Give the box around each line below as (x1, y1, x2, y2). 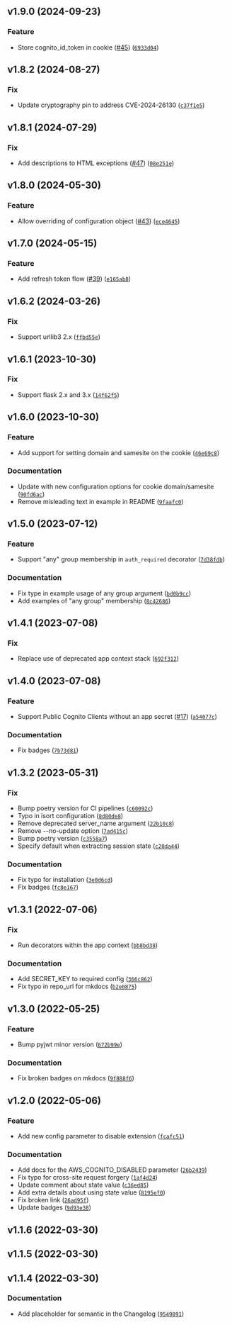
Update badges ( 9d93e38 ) (17, 1203, 92, 1212)
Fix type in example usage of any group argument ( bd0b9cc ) (17, 588, 192, 598)
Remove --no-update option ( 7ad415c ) (17, 827, 129, 835)
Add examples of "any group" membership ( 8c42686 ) (17, 596, 171, 605)
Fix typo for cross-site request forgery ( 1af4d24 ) (17, 1173, 158, 1182)
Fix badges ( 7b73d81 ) (17, 746, 79, 754)
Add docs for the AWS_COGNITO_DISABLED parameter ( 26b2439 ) (17, 1165, 207, 1174)
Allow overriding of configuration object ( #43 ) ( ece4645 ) (17, 216, 180, 225)
